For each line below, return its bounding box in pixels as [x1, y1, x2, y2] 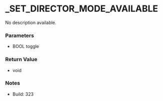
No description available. [5, 19, 56, 25]
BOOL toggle [12, 43, 39, 49]
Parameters [5, 32, 34, 39]
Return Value [5, 56, 37, 63]
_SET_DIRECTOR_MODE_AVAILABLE [5, 3, 158, 14]
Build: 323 [12, 91, 34, 97]
